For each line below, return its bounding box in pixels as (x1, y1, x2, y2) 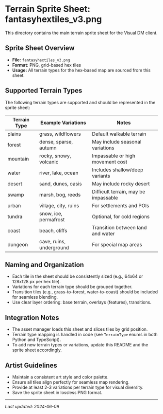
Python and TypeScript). (12, 337, 61, 342)
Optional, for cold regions (92, 213, 150, 220)
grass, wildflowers (39, 130, 81, 137)
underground (39, 244, 69, 251)
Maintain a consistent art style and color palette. (12, 374, 109, 380)
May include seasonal (92, 138, 142, 145)
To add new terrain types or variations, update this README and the (12, 342, 148, 348)
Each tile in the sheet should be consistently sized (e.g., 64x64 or (12, 273, 143, 279)
